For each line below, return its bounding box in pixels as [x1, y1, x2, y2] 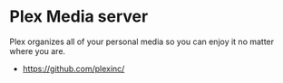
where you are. [9, 45, 66, 56]
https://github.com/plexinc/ [22, 63, 125, 74]
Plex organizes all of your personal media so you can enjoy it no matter [9, 36, 275, 47]
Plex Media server [9, 6, 149, 27]
